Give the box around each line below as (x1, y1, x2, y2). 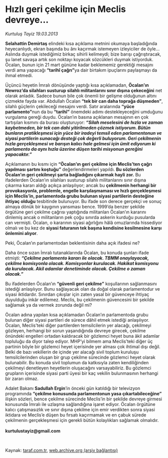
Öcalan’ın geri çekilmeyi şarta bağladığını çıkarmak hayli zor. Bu (5, 171, 141, 177)
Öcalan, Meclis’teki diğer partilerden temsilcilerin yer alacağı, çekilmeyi (5, 322, 151, 328)
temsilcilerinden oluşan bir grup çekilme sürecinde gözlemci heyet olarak (5, 354, 156, 360)
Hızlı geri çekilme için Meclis (5, 4, 126, 15)
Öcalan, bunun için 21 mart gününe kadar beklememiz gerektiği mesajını (5, 62, 153, 68)
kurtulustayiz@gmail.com (5, 427, 61, 434)
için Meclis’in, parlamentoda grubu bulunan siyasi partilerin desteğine (5, 193, 154, 199)
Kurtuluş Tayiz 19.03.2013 (5, 31, 58, 37)
